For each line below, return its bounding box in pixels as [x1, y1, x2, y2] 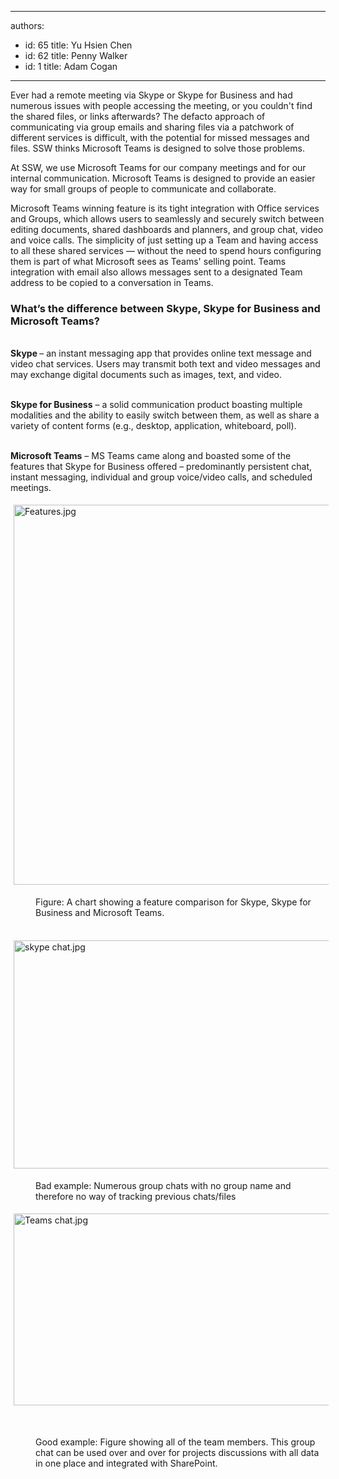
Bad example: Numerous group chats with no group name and [35, 1180, 292, 1192]
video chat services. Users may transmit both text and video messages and [10, 358, 321, 370]
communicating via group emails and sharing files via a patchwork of [10, 121, 295, 133]
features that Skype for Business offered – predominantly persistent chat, [10, 461, 313, 473]
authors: [10, 20, 45, 31]
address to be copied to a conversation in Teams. [10, 277, 214, 288]
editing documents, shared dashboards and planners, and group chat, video [10, 224, 324, 235]
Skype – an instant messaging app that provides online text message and [10, 347, 312, 360]
